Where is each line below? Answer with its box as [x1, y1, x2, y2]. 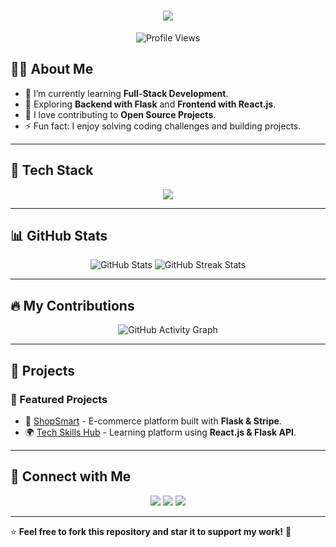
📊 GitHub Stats [10, 227, 108, 244]
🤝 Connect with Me [10, 468, 132, 485]
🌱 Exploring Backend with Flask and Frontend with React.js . [24, 98, 277, 110]
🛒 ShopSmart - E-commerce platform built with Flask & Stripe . [24, 415, 282, 427]
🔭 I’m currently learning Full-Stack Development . [24, 87, 229, 99]
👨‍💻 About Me [10, 61, 94, 78]
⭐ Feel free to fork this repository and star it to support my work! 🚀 [10, 525, 292, 537]
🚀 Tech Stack [10, 162, 94, 179]
